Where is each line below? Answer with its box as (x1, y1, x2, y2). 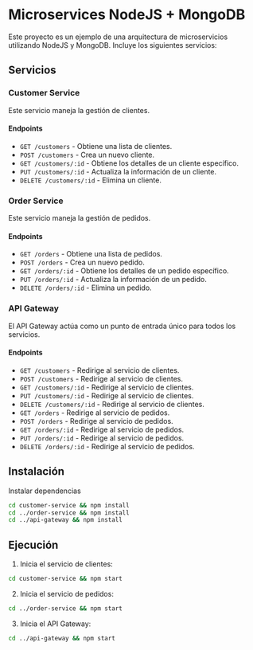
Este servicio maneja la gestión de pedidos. (8, 213, 151, 223)
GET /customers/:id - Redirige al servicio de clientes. (19, 382, 194, 392)
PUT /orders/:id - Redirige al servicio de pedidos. (19, 433, 185, 443)
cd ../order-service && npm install (8, 508, 130, 517)
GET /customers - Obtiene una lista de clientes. (19, 141, 173, 151)
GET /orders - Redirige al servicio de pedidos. (19, 408, 170, 417)
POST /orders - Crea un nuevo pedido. (19, 257, 145, 268)
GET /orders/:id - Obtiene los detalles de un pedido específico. (19, 266, 229, 276)
